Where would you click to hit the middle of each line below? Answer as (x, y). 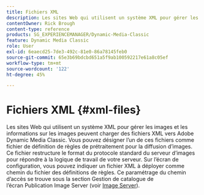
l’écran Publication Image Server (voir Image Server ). (73, 186)
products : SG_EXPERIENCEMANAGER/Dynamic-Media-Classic (78, 35)
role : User (20, 46)
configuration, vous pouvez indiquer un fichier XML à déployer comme (96, 166)
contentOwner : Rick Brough (41, 23)
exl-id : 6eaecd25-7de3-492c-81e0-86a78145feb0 (67, 52)
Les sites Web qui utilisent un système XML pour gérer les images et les (97, 127)
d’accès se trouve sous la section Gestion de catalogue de (80, 179)
